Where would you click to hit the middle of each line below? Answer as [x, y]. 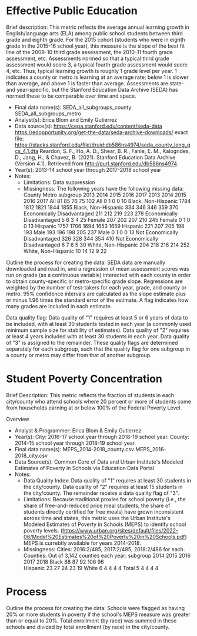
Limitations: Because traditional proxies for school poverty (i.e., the [105, 499]
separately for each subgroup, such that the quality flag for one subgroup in [98, 349]
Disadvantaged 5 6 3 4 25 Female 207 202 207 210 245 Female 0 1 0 [107, 219]
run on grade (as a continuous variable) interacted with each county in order [98, 275]
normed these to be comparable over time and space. [71, 96]
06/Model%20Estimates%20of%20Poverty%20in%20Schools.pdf [104, 537]
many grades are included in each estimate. [59, 306]
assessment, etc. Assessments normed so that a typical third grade [88, 58]
